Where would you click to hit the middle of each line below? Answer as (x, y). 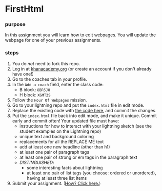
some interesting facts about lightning (65, 167)
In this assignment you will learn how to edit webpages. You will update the (81, 35)
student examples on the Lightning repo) (60, 131)
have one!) (23, 74)
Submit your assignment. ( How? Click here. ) (56, 183)
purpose (15, 24)
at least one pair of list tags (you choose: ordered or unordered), (91, 173)
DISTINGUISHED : (37, 162)
